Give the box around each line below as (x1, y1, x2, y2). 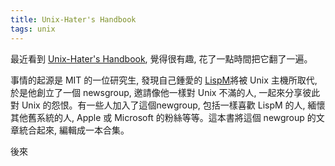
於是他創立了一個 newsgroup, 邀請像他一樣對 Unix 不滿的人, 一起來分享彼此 (10, 86, 321, 98)
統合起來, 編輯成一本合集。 (18, 124, 130, 136)
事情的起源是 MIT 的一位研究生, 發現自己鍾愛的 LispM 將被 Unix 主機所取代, (10, 74, 318, 86)
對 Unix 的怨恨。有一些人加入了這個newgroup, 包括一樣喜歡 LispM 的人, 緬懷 (10, 99, 326, 111)
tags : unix (10, 24, 56, 34)
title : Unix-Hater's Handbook (10, 14, 137, 25)
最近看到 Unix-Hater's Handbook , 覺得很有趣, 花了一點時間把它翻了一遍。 (10, 52, 313, 65)
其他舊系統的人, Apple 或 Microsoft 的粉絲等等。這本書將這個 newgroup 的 (10, 111, 317, 123)
